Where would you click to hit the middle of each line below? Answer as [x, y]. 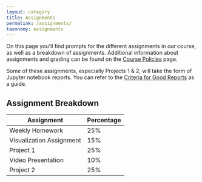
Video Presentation [36, 160]
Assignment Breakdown [52, 103]
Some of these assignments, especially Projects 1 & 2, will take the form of [99, 71]
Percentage [104, 121]
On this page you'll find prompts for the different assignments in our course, [101, 46]
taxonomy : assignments [35, 29]
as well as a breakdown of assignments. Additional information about [93, 53]
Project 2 [22, 170]
